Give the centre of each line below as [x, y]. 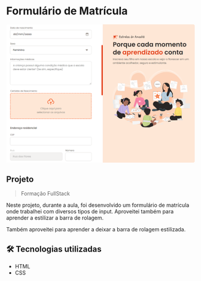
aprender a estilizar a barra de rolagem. [55, 218]
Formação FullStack [45, 194]
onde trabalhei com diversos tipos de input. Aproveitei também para [90, 212]
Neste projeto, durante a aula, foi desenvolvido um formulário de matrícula [98, 205]
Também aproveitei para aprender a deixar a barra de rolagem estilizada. [96, 230]
